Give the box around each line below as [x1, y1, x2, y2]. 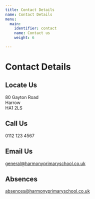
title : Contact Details [5, 7, 55, 12]
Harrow [5, 99, 21, 105]
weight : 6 [14, 35, 35, 40]
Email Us [5, 147, 33, 155]
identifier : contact [14, 26, 57, 31]
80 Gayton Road [5, 94, 39, 100]
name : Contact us [14, 30, 50, 35]
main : [9, 21, 21, 26]
